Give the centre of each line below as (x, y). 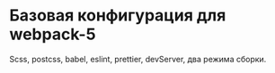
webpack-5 (53, 34)
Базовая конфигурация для (118, 16)
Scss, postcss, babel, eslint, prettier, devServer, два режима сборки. (138, 59)
